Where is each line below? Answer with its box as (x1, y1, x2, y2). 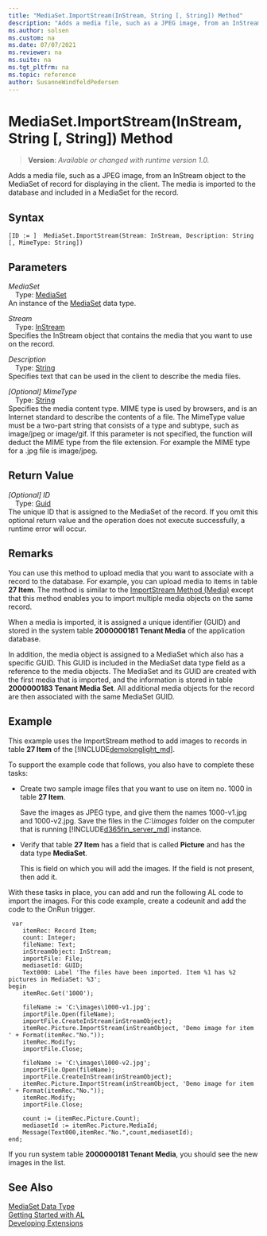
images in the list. (8, 1157, 66, 1167)
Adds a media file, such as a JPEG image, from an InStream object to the (8, 171, 246, 180)
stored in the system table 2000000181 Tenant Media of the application (8, 626, 246, 635)
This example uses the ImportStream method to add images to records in (8, 736, 248, 746)
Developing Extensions (8, 1219, 83, 1228)
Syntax (8, 211, 44, 224)
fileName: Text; (22, 940, 77, 948)
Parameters (8, 260, 68, 274)
